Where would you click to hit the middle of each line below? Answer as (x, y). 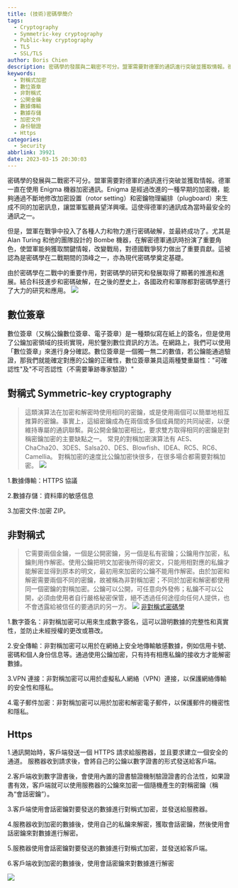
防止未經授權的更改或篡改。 (66, 631)
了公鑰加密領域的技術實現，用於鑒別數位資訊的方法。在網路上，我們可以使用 (119, 342)
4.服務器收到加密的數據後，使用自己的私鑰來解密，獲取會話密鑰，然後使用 (116, 824)
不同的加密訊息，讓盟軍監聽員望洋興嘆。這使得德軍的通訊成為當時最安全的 (122, 207)
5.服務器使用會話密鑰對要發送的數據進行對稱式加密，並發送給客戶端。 (109, 848)
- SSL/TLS (28, 54)
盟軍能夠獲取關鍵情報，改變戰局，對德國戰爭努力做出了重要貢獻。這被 (128, 249)
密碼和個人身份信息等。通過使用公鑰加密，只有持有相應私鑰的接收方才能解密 (119, 655)
